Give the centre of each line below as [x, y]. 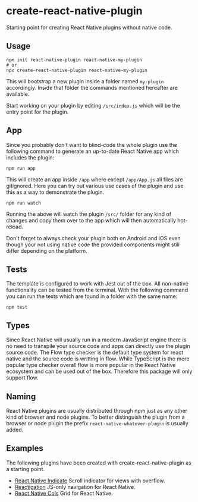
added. [15, 430]
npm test [17, 308]
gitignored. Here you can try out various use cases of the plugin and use [95, 186]
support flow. [22, 378]
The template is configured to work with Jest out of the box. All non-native [97, 284]
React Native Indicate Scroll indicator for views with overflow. [90, 481]
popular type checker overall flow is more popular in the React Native [91, 365]
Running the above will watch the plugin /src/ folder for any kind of [89, 214]
